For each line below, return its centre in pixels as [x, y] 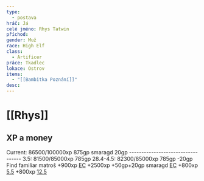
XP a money [30, 138]
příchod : [17, 35]
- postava [24, 18]
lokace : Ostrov [26, 68]
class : [15, 52]
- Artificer [27, 57]
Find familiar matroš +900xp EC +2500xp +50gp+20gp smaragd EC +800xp [102, 165]
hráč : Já [17, 23]
